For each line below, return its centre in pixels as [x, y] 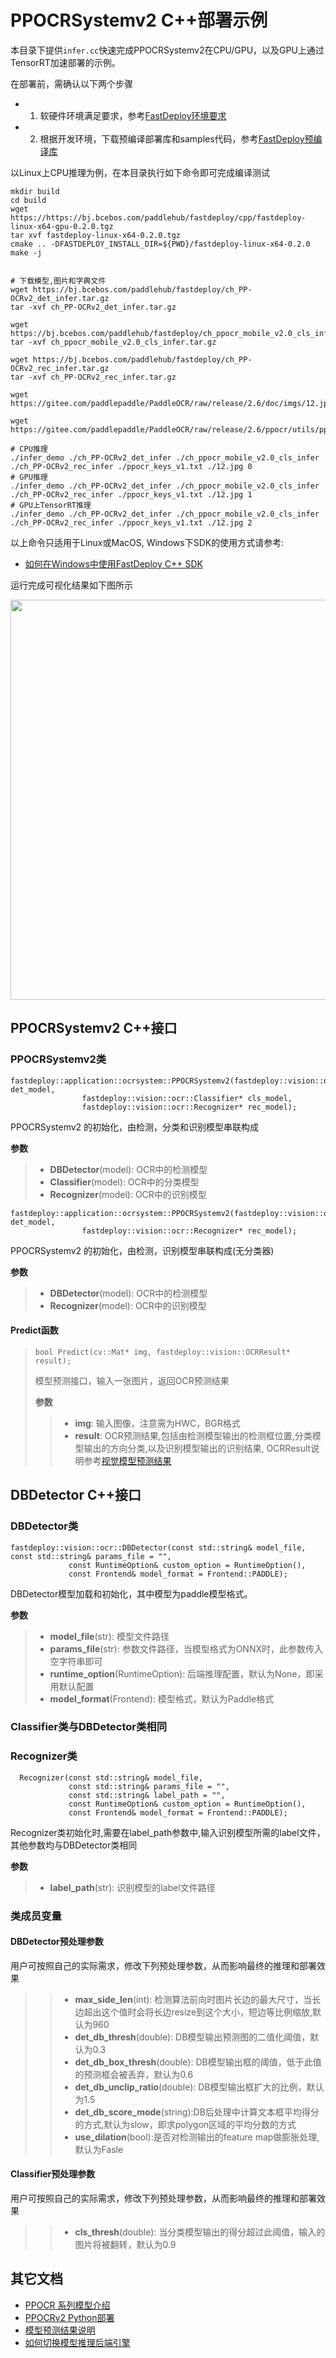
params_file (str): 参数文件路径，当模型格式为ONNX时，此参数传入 [186, 1648]
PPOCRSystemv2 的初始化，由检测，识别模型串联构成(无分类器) [142, 1250]
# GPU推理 [29, 477]
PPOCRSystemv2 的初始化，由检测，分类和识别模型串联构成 [135, 1127]
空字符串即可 [76, 1661]
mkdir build [35, 191]
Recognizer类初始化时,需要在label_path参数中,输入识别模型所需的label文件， [168, 1832]
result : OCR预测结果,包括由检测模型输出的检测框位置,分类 [193, 1435]
